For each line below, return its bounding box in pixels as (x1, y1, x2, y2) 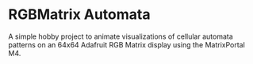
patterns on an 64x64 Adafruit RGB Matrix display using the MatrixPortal (8, 40, 246, 49)
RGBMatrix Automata (8, 6, 151, 24)
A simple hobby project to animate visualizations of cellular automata (8, 32, 234, 41)
